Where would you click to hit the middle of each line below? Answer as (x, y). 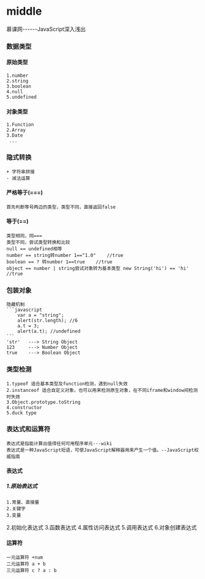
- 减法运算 (18, 178)
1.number (17, 76)
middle (24, 11)
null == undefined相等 (34, 249)
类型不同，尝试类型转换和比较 (38, 242)
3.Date (15, 136)
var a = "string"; (41, 315)
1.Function (20, 125)
